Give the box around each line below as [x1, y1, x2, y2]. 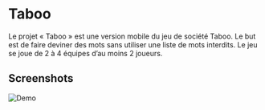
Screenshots [8, 71, 74, 85]
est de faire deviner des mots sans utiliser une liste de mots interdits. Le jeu [8, 39, 258, 49]
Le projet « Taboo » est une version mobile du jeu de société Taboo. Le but [8, 31, 256, 41]
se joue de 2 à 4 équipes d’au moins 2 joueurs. [8, 48, 163, 58]
